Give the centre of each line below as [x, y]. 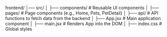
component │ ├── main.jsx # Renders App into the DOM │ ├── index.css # [84, 23]
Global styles [19, 29]
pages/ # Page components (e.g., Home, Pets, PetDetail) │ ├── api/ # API [82, 13]
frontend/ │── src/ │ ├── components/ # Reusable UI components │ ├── [82, 8]
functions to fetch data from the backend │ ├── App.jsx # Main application [83, 18]
